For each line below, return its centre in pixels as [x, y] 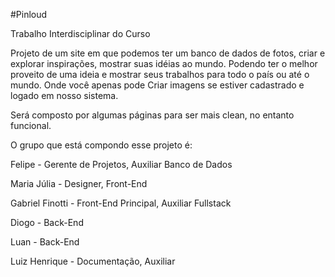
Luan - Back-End [45, 242]
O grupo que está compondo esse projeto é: [101, 145]
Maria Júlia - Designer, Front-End [79, 183]
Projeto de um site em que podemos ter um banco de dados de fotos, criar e [168, 53]
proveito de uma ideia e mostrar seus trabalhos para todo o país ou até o [160, 74]
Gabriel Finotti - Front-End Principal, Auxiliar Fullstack [121, 203]
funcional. [31, 125]
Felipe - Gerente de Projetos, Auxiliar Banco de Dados [121, 164]
